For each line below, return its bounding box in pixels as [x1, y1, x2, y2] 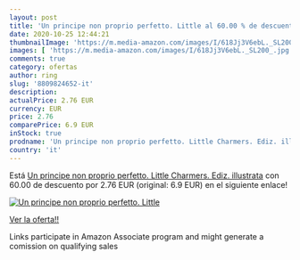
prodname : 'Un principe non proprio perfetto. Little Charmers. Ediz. [9, 137, 278, 146]
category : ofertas [9, 63, 78, 72]
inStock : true [9, 129, 62, 138]
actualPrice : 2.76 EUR [9, 95, 94, 105]
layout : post [9, 12, 58, 22]
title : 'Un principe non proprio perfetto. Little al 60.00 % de [9, 21, 257, 30]
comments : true [9, 54, 66, 63]
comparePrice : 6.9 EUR [9, 121, 94, 130]
